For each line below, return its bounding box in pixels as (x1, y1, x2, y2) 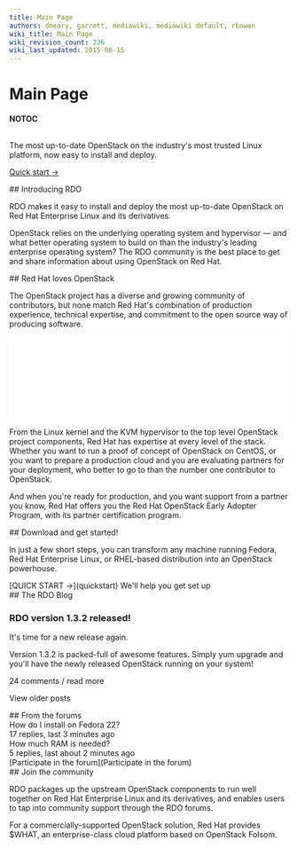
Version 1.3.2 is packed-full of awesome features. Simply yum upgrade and (9, 649, 284, 660)
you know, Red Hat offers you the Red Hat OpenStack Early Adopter (9, 500, 257, 511)
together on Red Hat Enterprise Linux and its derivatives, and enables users (9, 793, 285, 804)
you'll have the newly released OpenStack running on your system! (9, 658, 254, 670)
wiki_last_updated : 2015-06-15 (9, 46, 125, 55)
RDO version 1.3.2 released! (9, 611, 131, 624)
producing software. (9, 318, 83, 329)
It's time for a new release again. (9, 632, 129, 643)
